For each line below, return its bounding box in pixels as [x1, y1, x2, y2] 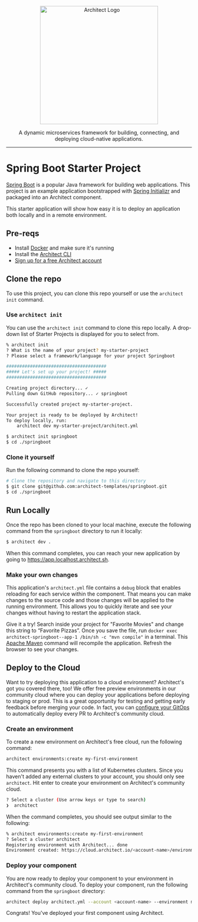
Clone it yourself [6, 453, 55, 461]
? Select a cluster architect [6, 836, 81, 842]
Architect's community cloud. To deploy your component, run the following [6, 881, 188, 888]
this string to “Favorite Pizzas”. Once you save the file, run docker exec [6, 627, 178, 634]
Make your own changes [6, 571, 78, 579]
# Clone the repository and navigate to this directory [6, 478, 146, 484]
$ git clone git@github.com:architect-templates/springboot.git [6, 484, 167, 490]
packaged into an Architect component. [6, 193, 103, 200]
